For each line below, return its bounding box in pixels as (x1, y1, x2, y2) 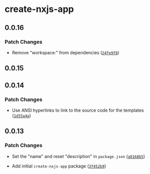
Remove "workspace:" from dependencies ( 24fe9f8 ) (11, 49, 120, 55)
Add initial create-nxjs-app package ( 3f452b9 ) (11, 163, 107, 169)
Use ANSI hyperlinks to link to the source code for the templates (11, 107, 144, 113)
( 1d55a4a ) (11, 112, 31, 118)
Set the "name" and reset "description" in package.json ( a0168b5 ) (11, 153, 146, 159)
